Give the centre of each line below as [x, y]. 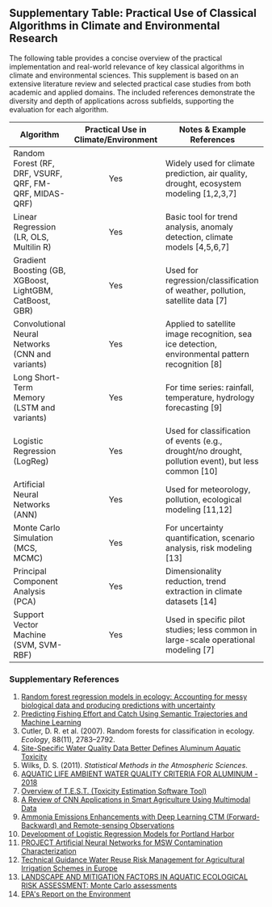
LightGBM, [33, 290]
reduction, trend [196, 581]
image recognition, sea [209, 334]
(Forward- [243, 817]
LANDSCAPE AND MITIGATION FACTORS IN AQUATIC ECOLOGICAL [134, 877]
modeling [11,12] [199, 510]
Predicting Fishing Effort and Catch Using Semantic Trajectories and [134, 714]
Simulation [33, 538]
